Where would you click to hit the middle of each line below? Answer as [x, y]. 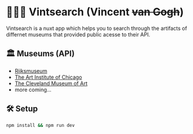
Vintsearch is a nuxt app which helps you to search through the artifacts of [96, 28]
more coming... [33, 89]
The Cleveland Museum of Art [51, 83]
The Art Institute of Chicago [48, 77]
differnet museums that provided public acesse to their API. [78, 34]
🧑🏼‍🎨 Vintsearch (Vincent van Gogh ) [95, 12]
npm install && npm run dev [41, 125]
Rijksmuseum [31, 71]
